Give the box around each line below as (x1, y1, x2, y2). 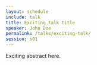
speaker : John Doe (5, 25, 51, 31)
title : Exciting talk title (5, 19, 76, 25)
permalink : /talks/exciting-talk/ (5, 31, 92, 37)
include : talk (5, 14, 41, 20)
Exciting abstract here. (5, 53, 61, 59)
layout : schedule (5, 8, 49, 15)
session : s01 (5, 36, 38, 42)
